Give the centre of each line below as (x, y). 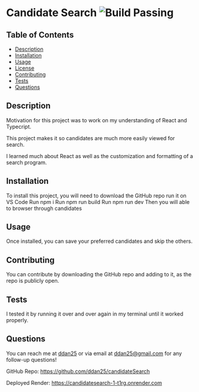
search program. (27, 162)
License (24, 68)
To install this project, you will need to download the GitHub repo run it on (96, 195)
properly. (17, 320)
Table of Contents (40, 35)
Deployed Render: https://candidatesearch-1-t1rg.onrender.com (84, 382)
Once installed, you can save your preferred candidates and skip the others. (99, 241)
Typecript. (19, 126)
